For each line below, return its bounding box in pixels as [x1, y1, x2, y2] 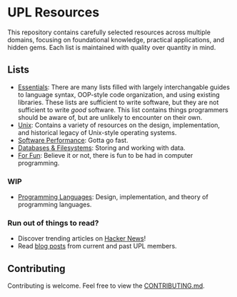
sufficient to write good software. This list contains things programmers [17, 105, 228, 114]
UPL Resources [7, 4, 100, 21]
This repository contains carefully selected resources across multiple [7, 28, 211, 36]
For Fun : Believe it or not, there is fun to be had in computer [17, 151, 193, 159]
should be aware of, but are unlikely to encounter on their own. [17, 113, 203, 121]
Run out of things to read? [7, 218, 99, 228]
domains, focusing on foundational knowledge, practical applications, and [7, 35, 225, 44]
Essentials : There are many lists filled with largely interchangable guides [17, 83, 231, 91]
